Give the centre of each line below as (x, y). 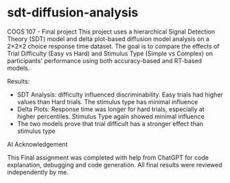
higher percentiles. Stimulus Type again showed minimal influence (111, 116)
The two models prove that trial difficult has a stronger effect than (110, 123)
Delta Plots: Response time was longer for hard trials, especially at (111, 109)
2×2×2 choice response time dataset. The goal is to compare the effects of (113, 46)
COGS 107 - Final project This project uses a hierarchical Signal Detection (111, 32)
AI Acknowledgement (37, 144)
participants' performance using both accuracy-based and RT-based (105, 60)
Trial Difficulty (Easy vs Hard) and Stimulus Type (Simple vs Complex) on (110, 53)
